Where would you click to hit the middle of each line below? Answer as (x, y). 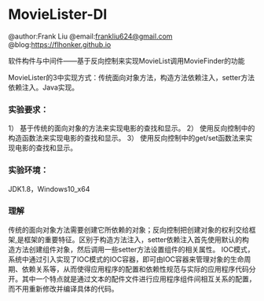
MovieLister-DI (58, 15)
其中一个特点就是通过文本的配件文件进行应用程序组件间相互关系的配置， (139, 279)
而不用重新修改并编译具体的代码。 (63, 288)
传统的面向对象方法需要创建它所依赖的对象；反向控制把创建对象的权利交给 (128, 229)
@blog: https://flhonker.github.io (60, 44)
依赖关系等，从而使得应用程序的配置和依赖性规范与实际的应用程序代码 (135, 269)
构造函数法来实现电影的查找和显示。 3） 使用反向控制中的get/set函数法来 (127, 138)
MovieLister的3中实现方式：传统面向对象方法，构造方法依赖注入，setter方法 (132, 77)
